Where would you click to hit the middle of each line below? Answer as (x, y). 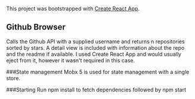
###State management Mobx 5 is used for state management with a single (98, 72)
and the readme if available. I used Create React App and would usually (94, 54)
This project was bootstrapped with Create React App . (73, 9)
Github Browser (36, 27)
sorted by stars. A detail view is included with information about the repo (95, 47)
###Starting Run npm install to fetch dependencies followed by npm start (96, 90)
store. (13, 78)
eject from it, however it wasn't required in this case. (71, 60)
